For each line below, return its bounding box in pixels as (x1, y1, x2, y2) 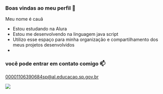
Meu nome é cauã (5, 16, 43, 22)
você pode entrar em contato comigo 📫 (5, 60, 106, 67)
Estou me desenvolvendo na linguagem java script (12, 31, 119, 37)
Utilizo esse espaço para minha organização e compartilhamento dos (12, 36, 158, 42)
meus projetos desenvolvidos (12, 42, 75, 48)
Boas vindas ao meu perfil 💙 (5, 5, 76, 12)
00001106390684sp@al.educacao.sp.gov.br (5, 73, 99, 80)
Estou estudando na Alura (12, 26, 67, 32)
